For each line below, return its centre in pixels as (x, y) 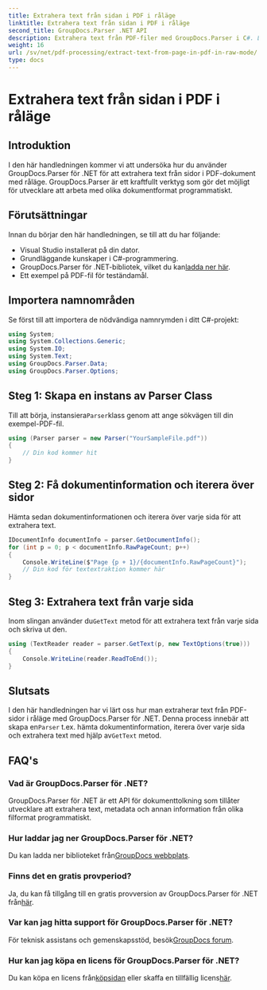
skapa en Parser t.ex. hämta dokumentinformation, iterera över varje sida (127, 727)
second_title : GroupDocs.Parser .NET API (78, 30)
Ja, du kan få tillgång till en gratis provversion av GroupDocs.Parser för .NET (133, 894)
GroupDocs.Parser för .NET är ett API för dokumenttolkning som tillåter (124, 800)
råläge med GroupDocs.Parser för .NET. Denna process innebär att (140, 718)
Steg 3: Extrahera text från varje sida (101, 602)
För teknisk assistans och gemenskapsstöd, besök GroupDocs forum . (121, 940)
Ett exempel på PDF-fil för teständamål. (84, 275)
